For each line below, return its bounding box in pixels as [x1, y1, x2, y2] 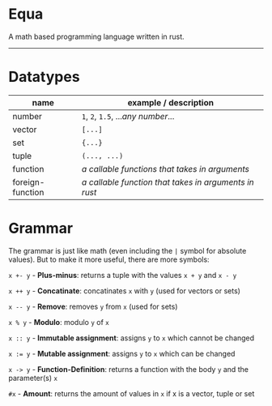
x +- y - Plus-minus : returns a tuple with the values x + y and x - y [8, 270, 237, 280]
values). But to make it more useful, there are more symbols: [8, 254, 210, 264]
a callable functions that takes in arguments [81, 163, 249, 174]
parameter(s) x [8, 373, 58, 382]
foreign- [12, 176, 45, 187]
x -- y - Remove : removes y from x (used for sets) [8, 301, 178, 311]
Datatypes [8, 68, 80, 86]
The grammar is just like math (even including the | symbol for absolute [8, 246, 247, 255]
